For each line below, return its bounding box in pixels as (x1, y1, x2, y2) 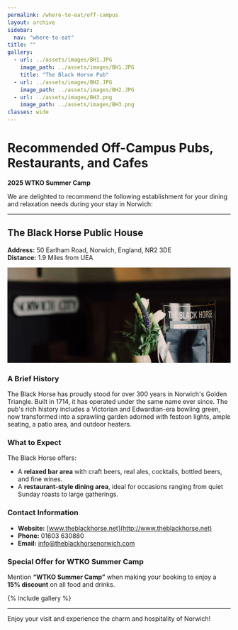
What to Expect (7, 438, 62, 448)
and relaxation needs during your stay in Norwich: (7, 199, 154, 208)
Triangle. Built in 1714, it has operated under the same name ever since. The (7, 398, 228, 406)
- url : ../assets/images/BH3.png (13, 94, 113, 101)
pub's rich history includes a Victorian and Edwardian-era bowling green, (7, 405, 221, 414)
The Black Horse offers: (7, 454, 76, 462)
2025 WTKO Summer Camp (7, 178, 91, 187)
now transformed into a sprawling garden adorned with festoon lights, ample (7, 412, 231, 421)
